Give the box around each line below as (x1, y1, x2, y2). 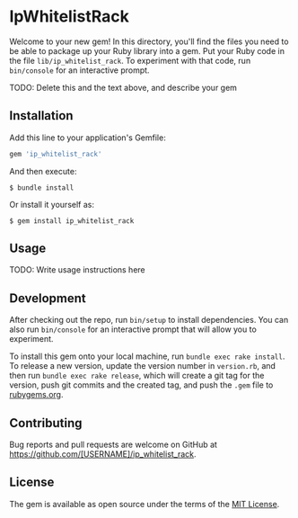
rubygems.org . (9, 389, 64, 400)
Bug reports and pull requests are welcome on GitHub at (9, 439, 218, 451)
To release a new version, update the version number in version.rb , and (9, 361, 276, 371)
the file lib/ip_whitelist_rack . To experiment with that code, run (9, 55, 251, 66)
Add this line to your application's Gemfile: (9, 132, 166, 143)
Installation (9, 108, 74, 123)
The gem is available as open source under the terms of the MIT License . (9, 498, 280, 509)
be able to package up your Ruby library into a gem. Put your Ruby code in (9, 45, 285, 56)
